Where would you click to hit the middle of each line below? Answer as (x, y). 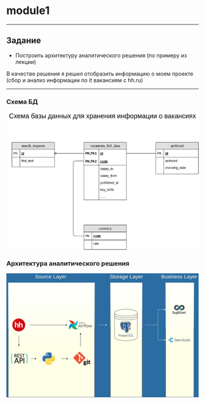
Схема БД (22, 101)
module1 (28, 11)
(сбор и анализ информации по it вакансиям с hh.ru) (75, 80)
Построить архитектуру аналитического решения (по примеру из (101, 55)
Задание (24, 41)
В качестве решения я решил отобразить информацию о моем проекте (100, 73)
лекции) (26, 62)
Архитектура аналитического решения (68, 264)
